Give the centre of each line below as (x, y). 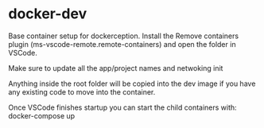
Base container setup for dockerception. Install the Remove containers (124, 36)
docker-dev (48, 14)
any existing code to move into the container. (82, 91)
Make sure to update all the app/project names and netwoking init (116, 68)
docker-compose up (42, 115)
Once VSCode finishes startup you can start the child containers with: (122, 107)
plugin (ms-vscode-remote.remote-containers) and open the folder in (122, 44)
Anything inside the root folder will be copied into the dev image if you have (132, 83)
